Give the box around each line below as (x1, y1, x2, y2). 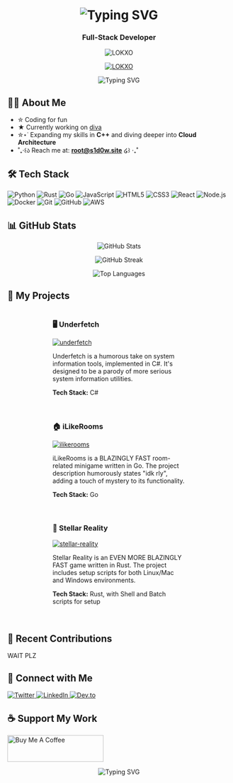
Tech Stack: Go (52, 491, 99, 499)
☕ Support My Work (7, 712, 98, 724)
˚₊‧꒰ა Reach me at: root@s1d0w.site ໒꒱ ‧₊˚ (17, 146, 139, 155)
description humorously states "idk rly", (52, 469, 168, 478)
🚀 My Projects (7, 290, 70, 302)
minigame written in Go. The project (74, 461, 179, 470)
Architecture (17, 138, 57, 147)
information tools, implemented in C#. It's (52, 359, 174, 368)
